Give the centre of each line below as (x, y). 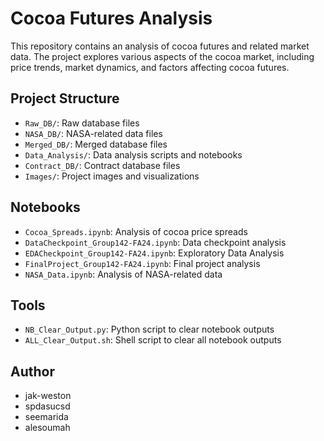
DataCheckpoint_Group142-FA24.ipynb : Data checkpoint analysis (155, 242)
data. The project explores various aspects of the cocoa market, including (162, 56)
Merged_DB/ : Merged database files (96, 144)
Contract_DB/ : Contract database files (102, 165)
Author (32, 371)
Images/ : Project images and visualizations (112, 176)
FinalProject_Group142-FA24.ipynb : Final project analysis (142, 263)
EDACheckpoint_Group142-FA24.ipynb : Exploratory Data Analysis (154, 253)
